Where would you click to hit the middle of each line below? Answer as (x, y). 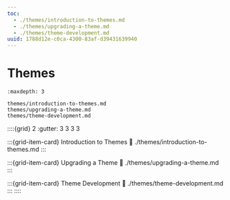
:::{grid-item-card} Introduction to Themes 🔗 (70, 142)
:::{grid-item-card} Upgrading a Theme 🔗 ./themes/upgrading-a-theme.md (113, 163)
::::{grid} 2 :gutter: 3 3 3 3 (44, 129)
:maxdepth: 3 (26, 92)
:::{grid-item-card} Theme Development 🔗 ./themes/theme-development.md (115, 183)
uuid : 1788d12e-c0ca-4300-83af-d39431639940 (72, 39)
